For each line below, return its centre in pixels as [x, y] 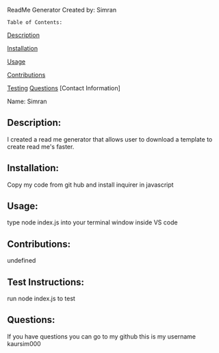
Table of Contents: [35, 23]
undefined [22, 261]
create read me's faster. [41, 146]
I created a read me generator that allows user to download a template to [110, 139]
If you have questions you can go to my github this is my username [102, 336]
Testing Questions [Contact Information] [64, 88]
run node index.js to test [41, 299]
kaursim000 [24, 343]
